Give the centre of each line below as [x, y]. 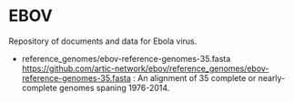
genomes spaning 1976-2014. [115, 87]
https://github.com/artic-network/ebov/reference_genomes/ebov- [145, 68]
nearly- [272, 77]
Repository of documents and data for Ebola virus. [103, 41]
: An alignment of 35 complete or [194, 77]
